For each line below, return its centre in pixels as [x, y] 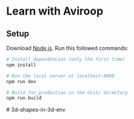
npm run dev [21, 81]
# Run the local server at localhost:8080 [60, 76]
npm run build [24, 98]
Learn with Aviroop [55, 11]
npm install [21, 65]
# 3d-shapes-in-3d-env [36, 110]
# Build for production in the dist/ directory [67, 92]
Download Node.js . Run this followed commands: [67, 48]
